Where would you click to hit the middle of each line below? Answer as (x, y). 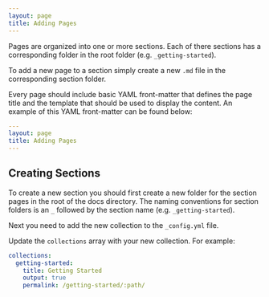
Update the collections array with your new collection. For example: (122, 241)
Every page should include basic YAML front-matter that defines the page (130, 94)
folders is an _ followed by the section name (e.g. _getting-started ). (122, 210)
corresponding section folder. (57, 79)
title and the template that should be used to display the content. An (120, 103)
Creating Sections (54, 173)
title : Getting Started (63, 271)
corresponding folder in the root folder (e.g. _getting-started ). (112, 55)
